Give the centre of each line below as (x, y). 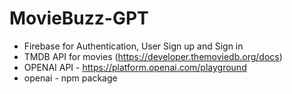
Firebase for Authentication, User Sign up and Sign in (133, 46)
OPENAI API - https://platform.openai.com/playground (135, 67)
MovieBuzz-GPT (79, 18)
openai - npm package (70, 78)
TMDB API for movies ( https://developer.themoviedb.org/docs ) (153, 56)
